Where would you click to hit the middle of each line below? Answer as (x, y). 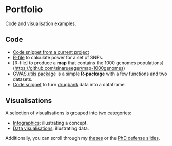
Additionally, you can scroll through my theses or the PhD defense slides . (83, 138)
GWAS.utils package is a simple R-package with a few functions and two (90, 74)
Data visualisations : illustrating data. (51, 128)
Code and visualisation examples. (41, 23)
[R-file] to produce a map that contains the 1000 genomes (74, 63)
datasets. (23, 79)
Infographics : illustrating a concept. (50, 123)
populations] (150, 63)
